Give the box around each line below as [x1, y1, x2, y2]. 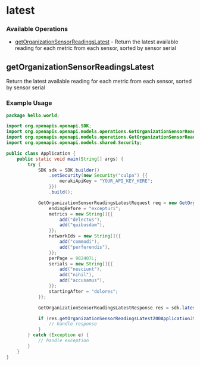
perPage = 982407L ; [48, 255, 97, 261]
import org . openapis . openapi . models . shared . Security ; [6, 140, 143, 146]
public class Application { [6, 150, 76, 157]
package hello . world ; [6, 112, 60, 118]
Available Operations [6, 25, 68, 33]
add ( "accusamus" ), [59, 277, 105, 283]
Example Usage [6, 99, 52, 107]
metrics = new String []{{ [48, 211, 113, 217]
